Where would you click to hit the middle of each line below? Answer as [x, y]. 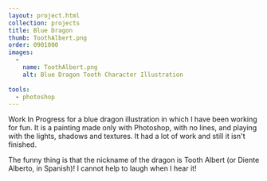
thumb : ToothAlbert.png [48, 38]
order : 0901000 [33, 45]
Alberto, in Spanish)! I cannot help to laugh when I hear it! [102, 168]
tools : [19, 89]
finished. [23, 144]
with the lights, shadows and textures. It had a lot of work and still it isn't [127, 137]
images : [21, 52]
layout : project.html [44, 15]
